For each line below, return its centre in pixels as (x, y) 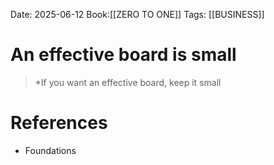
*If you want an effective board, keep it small (128, 82)
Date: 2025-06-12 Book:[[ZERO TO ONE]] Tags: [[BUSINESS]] (137, 14)
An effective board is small (123, 55)
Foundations (50, 150)
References (59, 123)
